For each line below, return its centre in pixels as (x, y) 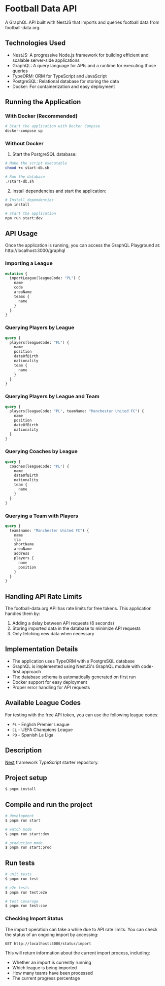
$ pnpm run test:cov (26, 906)
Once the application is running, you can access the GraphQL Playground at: (83, 246)
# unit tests (18, 874)
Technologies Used (35, 43)
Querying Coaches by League (41, 452)
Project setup (26, 778)
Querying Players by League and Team (52, 397)
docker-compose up (24, 131)
